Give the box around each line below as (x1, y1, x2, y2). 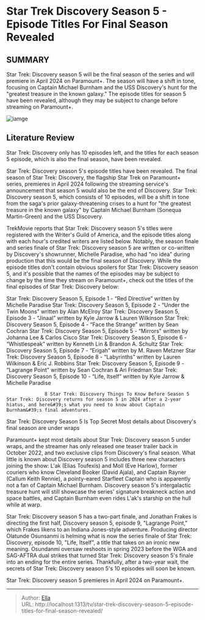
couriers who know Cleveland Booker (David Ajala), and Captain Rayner (6, 469, 187, 476)
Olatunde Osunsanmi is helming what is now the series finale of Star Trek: (6, 532, 192, 539)
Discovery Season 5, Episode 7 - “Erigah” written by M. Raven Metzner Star (6, 346, 196, 354)
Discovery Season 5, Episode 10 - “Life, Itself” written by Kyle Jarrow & (6, 373, 185, 380)
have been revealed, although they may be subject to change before (6, 97, 178, 104)
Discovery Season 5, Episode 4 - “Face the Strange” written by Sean (6, 321, 179, 328)
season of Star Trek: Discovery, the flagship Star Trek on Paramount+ (6, 173, 181, 181)
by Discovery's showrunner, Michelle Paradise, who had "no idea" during (6, 250, 190, 258)
